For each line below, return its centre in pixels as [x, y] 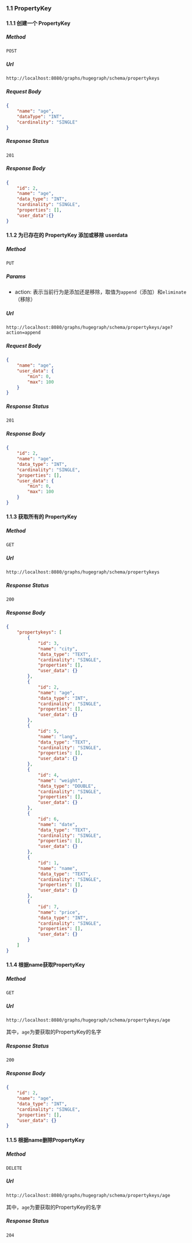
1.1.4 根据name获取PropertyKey [45, 965]
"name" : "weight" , [60, 781]
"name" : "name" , [58, 868]
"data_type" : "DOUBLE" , [67, 786]
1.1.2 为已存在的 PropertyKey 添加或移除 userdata [67, 235]
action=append [24, 333]
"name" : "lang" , [58, 736]
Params [16, 276]
